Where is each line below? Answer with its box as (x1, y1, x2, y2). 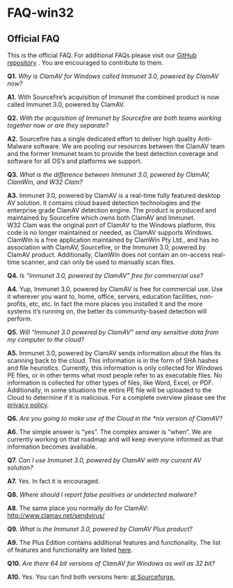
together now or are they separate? (7, 121, 109, 130)
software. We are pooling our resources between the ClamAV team (33, 142, 225, 150)
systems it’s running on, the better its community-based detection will (7, 307, 207, 315)
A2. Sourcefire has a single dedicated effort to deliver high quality (7, 134, 197, 143)
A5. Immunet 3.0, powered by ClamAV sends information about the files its (7, 349, 221, 357)
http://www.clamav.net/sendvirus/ (7, 511, 105, 520)
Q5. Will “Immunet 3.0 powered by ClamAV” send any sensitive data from (7, 328, 219, 336)
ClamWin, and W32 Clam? (7, 178, 83, 186)
